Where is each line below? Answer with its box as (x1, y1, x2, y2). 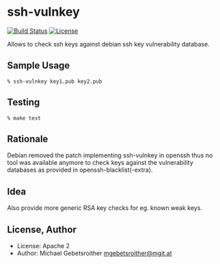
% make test (7, 114, 41, 122)
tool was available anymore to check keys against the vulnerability (7, 159, 193, 167)
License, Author (7, 224, 77, 235)
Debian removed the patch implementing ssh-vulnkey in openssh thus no (7, 151, 213, 159)
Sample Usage (7, 60, 70, 72)
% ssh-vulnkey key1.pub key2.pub (7, 78, 102, 85)
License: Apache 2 (16, 242, 70, 250)
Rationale (7, 133, 49, 144)
